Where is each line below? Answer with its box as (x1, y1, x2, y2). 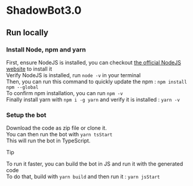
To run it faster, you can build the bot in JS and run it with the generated (6, 160, 183, 167)
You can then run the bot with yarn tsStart (6, 131, 113, 138)
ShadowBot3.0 (6, 4, 82, 17)
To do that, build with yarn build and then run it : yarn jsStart (6, 173, 160, 180)
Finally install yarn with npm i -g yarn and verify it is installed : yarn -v (6, 96, 180, 103)
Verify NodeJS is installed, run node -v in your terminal (6, 71, 141, 78)
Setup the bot (6, 111, 47, 119)
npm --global (6, 84, 39, 90)
